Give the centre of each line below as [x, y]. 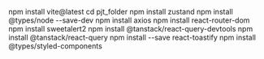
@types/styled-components [56, 46]
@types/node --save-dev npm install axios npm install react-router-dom [129, 20]
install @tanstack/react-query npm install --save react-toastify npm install [132, 37]
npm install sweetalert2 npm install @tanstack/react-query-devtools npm [131, 29]
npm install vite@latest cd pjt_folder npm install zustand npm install [121, 12]
